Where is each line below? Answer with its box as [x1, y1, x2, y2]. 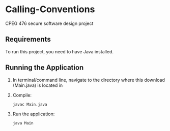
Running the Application [5, 63, 84, 72]
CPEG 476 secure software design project [5, 20, 94, 26]
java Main [12, 121, 34, 126]
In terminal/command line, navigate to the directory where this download [12, 77, 165, 83]
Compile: [12, 92, 32, 98]
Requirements [5, 35, 51, 44]
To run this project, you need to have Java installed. [5, 48, 114, 54]
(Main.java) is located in [12, 82, 63, 88]
